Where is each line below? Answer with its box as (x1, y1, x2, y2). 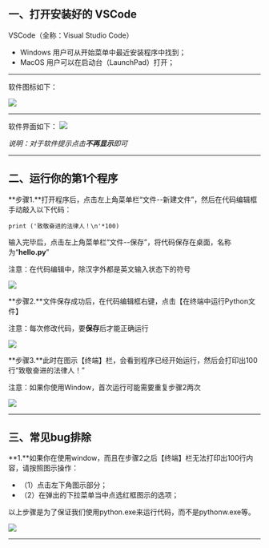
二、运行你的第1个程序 (8, 171, 118, 186)
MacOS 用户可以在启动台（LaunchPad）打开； (19, 57, 175, 66)
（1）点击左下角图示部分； (19, 480, 108, 490)
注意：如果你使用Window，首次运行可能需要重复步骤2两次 (8, 382, 202, 392)
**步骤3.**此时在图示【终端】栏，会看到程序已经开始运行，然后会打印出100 (8, 355, 258, 365)
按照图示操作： (29, 463, 78, 473)
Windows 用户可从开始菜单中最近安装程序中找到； (19, 47, 187, 57)
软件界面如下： (8, 121, 58, 131)
